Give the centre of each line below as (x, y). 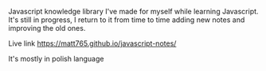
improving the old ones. (47, 28)
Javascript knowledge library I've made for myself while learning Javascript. (133, 11)
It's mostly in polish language (56, 59)
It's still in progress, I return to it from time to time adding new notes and (127, 20)
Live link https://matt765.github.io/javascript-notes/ (92, 43)
